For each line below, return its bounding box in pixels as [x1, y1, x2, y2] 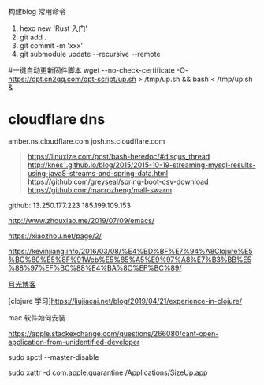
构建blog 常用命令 [8, 7, 66, 16]
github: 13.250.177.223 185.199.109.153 [8, 200, 132, 210]
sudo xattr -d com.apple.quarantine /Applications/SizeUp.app [8, 368, 208, 377]
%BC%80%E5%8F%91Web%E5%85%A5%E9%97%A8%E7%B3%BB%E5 [8, 255, 252, 264]
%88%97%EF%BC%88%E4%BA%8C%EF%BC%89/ [8, 263, 182, 272]
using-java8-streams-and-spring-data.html [27, 168, 168, 178]
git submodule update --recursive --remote [19, 50, 161, 58]
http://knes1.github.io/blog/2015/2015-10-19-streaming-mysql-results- [27, 160, 256, 170]
